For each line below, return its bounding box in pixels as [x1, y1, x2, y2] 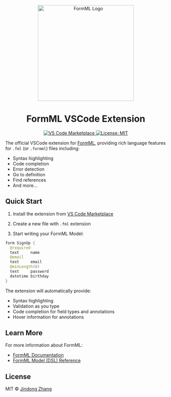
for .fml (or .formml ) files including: [5, 145, 80, 151]
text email [10, 260, 42, 265]
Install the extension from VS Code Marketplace [12, 211, 114, 217]
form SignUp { [5, 240, 36, 245]
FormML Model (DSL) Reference [12, 358, 81, 364]
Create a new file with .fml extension [12, 220, 91, 227]
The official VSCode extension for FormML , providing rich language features [5, 139, 166, 146]
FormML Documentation [12, 352, 64, 358]
